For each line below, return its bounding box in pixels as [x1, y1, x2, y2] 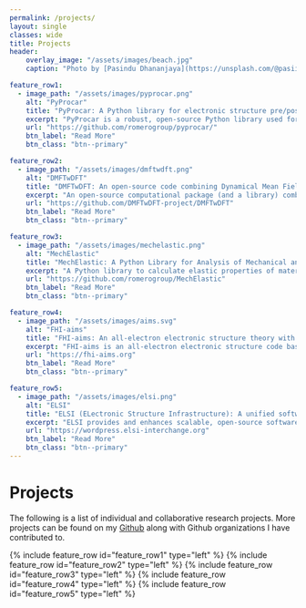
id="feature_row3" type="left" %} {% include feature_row [9, 569, 226, 580]
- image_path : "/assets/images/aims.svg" [17, 316, 178, 325]
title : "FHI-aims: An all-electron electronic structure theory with [25, 334, 296, 343]
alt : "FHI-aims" [25, 325, 88, 334]
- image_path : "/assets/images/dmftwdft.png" [17, 165, 194, 174]
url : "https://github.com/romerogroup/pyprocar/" [25, 123, 219, 132]
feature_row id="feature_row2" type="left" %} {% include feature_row [9, 559, 273, 570]
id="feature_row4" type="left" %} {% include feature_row [9, 578, 227, 589]
